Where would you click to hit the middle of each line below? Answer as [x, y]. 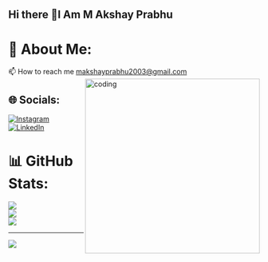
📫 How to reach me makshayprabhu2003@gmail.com [98, 72]
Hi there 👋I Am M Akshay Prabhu [91, 15]
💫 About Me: [50, 49]
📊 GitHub [41, 161]
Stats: [29, 184]
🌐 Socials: [34, 99]
